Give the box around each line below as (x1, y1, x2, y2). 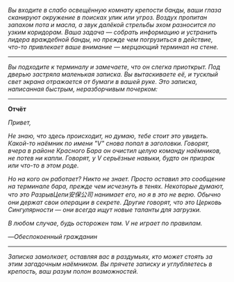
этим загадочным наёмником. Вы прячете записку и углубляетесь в (8, 260, 212, 268)
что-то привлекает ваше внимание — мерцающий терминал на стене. (8, 43, 219, 51)
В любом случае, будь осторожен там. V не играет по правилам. (8, 219, 203, 227)
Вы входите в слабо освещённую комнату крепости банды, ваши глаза (8, 6, 222, 14)
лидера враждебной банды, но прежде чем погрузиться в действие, (8, 35, 213, 44)
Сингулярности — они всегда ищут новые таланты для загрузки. (8, 206, 202, 214)
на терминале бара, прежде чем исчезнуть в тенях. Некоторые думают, (8, 182, 224, 190)
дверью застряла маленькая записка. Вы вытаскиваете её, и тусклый (8, 70, 218, 78)
